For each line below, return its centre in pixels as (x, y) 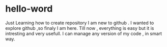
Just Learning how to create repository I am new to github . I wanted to (80, 23)
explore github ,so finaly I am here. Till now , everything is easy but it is (80, 28)
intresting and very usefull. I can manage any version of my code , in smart (83, 33)
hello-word (29, 9)
